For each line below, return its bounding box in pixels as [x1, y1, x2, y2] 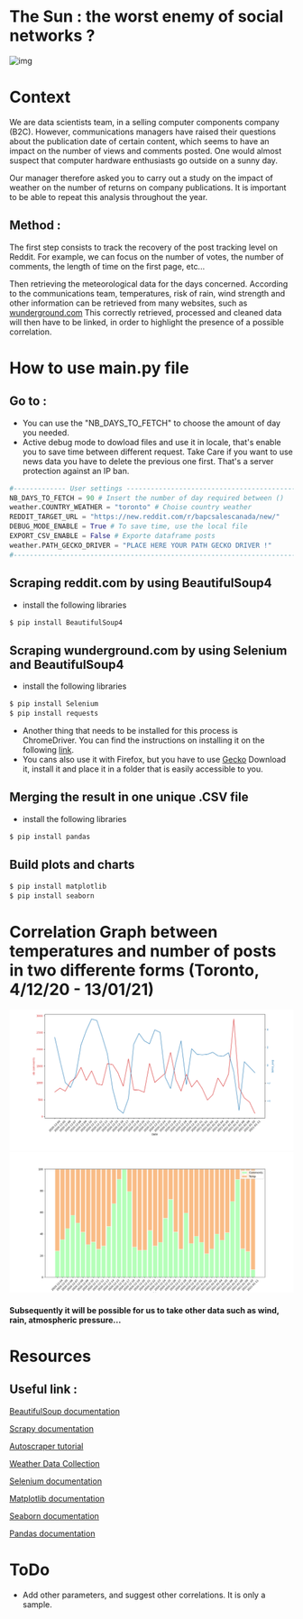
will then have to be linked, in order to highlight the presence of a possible [9, 316, 284, 327]
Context [9, 87, 71, 107]
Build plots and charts [9, 857, 135, 873]
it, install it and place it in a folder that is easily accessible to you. [22, 764, 263, 774]
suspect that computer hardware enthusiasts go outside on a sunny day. [9, 155, 278, 166]
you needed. [22, 426, 69, 438]
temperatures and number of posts [9, 941, 277, 962]
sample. [22, 1598, 52, 1610]
